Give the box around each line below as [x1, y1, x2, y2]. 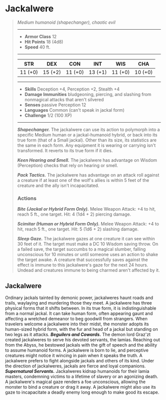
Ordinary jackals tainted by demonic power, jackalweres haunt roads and [5, 295, 153, 301]
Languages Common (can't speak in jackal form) [24, 107, 125, 113]
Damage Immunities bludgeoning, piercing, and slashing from [24, 91, 152, 97]
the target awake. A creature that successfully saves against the [17, 257, 148, 263]
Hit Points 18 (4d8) [24, 39, 63, 44]
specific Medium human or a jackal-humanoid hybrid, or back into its [17, 132, 158, 137]
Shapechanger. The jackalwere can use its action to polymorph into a [17, 127, 160, 133]
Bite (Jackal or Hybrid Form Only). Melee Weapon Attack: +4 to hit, [17, 206, 156, 212]
